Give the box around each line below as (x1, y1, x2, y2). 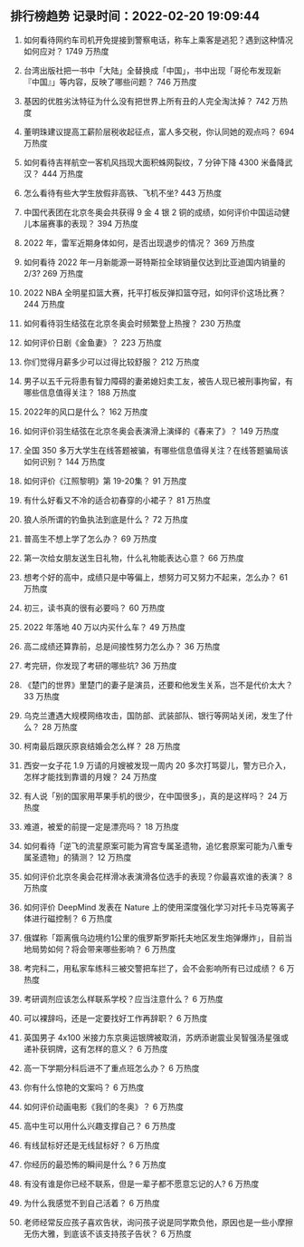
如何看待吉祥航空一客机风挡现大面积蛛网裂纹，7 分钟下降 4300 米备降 (23, 157, 285, 168)
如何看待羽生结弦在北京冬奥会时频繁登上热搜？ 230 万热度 (23, 317, 242, 328)
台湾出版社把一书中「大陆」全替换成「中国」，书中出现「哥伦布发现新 (23, 64, 281, 75)
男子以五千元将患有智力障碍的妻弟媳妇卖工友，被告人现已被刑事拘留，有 (23, 375, 293, 386)
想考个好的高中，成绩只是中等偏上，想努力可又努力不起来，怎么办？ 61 (23, 571, 289, 582)
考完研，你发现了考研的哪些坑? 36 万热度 (23, 660, 177, 671)
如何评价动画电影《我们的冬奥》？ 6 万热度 (23, 1101, 185, 1112)
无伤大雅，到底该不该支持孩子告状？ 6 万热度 (23, 1228, 193, 1239)
